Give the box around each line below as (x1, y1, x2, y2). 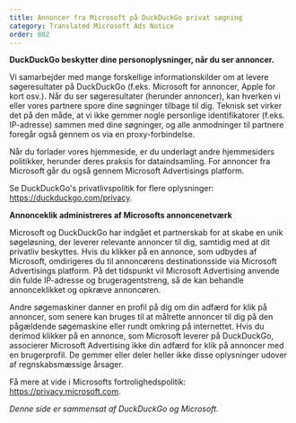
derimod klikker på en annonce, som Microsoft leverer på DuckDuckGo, (9, 330, 274, 341)
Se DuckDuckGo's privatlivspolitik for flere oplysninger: (9, 183, 214, 194)
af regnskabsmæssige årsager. (9, 359, 124, 370)
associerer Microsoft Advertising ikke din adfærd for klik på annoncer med (9, 340, 284, 351)
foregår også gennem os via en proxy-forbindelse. (9, 129, 196, 140)
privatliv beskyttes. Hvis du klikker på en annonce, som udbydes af (9, 246, 257, 257)
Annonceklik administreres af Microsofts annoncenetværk (9, 210, 233, 221)
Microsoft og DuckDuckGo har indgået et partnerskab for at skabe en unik (9, 227, 283, 238)
